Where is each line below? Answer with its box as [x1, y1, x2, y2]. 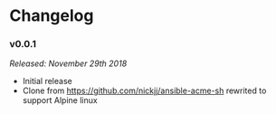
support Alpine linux [22, 95, 98, 106]
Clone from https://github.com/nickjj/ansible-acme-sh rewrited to [22, 85, 267, 96]
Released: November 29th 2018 [9, 58, 128, 69]
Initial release [22, 76, 72, 87]
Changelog [9, 5, 94, 26]
